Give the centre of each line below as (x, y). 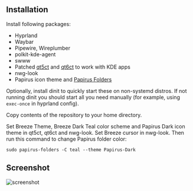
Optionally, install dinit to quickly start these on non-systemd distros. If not (97, 90)
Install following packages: (38, 24)
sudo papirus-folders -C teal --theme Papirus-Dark (71, 150)
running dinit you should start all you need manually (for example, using (93, 97)
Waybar (24, 41)
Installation (27, 10)
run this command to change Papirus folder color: (66, 139)
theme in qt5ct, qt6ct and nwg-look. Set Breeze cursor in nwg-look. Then (95, 132)
